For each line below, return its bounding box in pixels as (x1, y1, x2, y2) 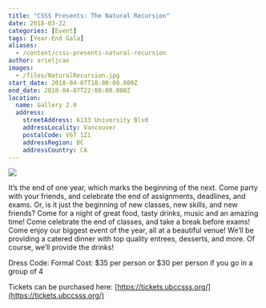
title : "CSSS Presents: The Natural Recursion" (8, 11, 171, 20)
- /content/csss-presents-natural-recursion (15, 49, 167, 57)
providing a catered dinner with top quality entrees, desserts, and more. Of (8, 234, 255, 244)
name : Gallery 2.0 (15, 101, 78, 109)
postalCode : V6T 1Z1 (22, 131, 91, 139)
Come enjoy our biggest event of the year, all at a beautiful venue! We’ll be (8, 225, 254, 235)
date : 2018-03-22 (8, 19, 66, 27)
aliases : (8, 42, 38, 50)
